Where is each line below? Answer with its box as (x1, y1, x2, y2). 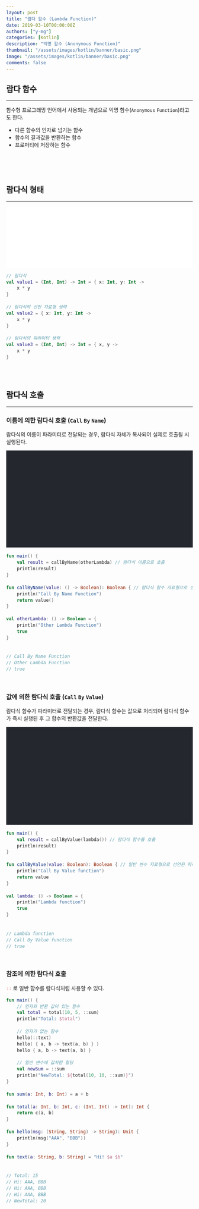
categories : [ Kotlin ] (6, 34, 60, 41)
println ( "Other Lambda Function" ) (17, 622, 102, 629)
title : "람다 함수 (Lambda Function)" (6, 15, 97, 22)
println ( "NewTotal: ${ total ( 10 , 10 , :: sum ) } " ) (17, 1072, 134, 1079)
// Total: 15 (6, 1173, 38, 1179)
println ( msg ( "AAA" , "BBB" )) (17, 1135, 86, 1141)
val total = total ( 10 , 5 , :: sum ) (17, 1010, 99, 1016)
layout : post (6, 10, 38, 15)
